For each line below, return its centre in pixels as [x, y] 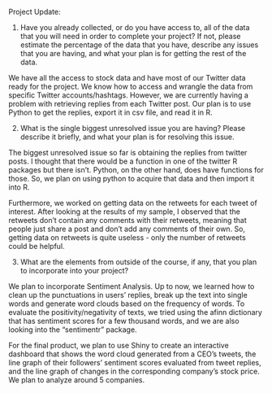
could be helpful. [37, 246]
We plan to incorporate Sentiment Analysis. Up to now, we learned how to [132, 286]
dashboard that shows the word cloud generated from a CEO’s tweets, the [132, 354]
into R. [19, 187]
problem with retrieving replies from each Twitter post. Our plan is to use [130, 104]
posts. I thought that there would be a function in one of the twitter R [123, 161]
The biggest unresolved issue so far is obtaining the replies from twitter [128, 153]
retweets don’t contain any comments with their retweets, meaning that [128, 220]
